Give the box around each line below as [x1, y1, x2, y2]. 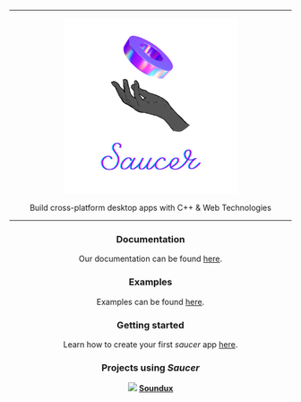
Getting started [116, 319, 185, 331]
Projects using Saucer [101, 361, 200, 373]
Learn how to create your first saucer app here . [63, 338, 238, 350]
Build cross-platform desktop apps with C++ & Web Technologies [30, 203, 271, 213]
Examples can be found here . [96, 296, 205, 307]
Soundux [138, 383, 174, 394]
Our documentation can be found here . [78, 253, 222, 265]
